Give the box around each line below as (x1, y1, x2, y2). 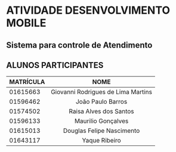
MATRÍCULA (9, 78, 45, 86)
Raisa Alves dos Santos (69, 107, 134, 116)
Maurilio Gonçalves (74, 117, 129, 125)
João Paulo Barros (75, 98, 128, 106)
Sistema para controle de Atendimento (6, 40, 153, 50)
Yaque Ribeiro (82, 137, 121, 145)
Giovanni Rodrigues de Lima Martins (50, 88, 152, 96)
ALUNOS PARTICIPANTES (6, 60, 104, 70)
